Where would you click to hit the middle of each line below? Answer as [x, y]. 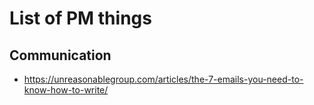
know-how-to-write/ [66, 90]
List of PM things [80, 18]
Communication [60, 55]
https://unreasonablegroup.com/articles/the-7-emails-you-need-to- [163, 79]
